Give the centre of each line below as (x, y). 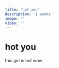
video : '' (15, 23)
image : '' (15, 18)
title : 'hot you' (22, 9)
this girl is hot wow (24, 61)
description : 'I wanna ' (30, 14)
